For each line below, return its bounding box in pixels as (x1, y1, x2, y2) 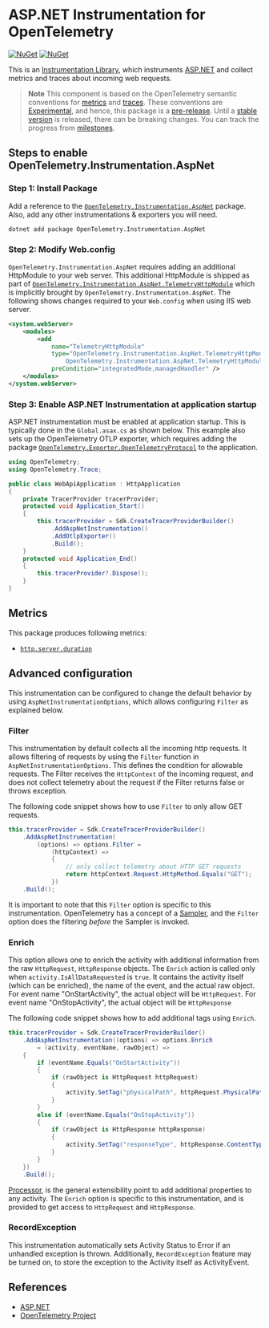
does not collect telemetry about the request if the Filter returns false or (8, 777, 245, 787)
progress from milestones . (27, 123, 115, 132)
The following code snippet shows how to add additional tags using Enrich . (8, 1013, 256, 1023)
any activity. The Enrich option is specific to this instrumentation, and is (8, 1193, 244, 1203)
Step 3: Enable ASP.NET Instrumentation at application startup (8, 399, 257, 410)
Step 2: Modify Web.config (8, 243, 116, 254)
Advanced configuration (8, 667, 134, 680)
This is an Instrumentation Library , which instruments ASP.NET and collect (8, 64, 254, 74)
